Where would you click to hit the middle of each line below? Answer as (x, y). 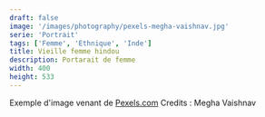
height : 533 (32, 77)
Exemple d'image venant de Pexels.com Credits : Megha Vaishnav (133, 102)
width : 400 (30, 69)
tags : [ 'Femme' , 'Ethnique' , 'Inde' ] (81, 43)
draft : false (34, 18)
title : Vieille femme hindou (64, 52)
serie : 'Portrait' (44, 34)
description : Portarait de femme (73, 60)
